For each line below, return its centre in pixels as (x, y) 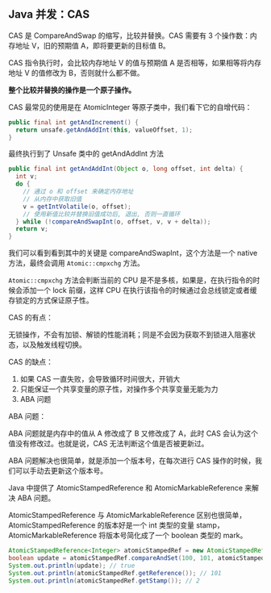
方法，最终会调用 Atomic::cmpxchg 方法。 (77, 263)
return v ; (32, 229)
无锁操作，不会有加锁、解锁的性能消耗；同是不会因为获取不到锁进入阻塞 (128, 335)
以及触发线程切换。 (54, 345)
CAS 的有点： (31, 318)
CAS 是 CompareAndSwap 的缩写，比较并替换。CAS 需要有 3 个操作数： (129, 35)
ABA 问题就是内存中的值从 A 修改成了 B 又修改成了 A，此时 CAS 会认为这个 (133, 433)
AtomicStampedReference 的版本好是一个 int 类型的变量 (102, 525)
